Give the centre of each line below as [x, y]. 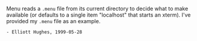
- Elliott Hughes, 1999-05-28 [44, 32]
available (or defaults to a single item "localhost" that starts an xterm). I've [99, 15]
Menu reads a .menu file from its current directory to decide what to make [97, 9]
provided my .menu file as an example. [53, 21]
